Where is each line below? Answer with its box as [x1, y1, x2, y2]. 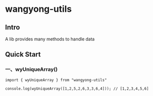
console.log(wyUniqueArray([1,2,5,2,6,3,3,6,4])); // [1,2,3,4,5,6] [5, 86, 149, 91]
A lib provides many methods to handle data [5, 36, 95, 42]
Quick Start [5, 50, 41, 59]
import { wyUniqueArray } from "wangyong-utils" [5, 77, 107, 82]
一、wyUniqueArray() [5, 66, 58, 73]
